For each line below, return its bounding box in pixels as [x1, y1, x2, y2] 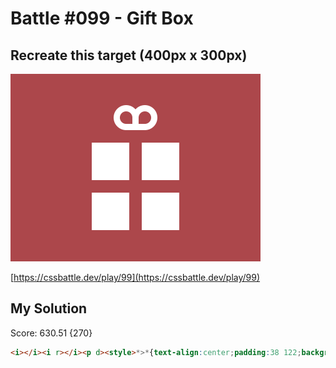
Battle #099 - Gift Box [10, 7, 194, 30]
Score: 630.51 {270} [10, 327, 93, 339]
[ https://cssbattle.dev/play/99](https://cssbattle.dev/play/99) [10, 272, 261, 283]
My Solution [10, 300, 88, 317]
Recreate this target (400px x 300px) [10, 47, 248, 64]
